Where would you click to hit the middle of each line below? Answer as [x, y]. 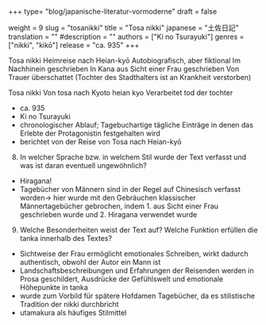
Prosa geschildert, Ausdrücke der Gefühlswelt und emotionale [121, 279]
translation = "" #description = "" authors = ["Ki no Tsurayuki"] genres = [126, 36]
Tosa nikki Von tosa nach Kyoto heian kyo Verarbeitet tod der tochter [121, 93]
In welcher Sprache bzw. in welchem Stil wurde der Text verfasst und [133, 157]
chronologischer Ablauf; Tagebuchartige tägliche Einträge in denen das [137, 125]
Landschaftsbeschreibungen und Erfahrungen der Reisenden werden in [137, 270]
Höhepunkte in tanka [54, 287]
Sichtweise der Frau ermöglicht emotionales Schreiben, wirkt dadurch [134, 254]
